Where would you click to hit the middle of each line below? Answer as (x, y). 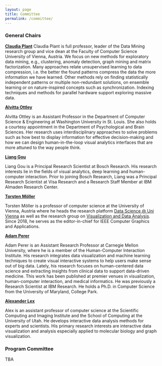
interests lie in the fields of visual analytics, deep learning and (67, 171)
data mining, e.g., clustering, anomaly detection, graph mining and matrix (78, 62)
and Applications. (23, 226)
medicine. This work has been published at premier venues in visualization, (80, 276)
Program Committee (29, 349)
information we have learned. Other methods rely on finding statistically (77, 77)
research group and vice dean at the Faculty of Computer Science (71, 51)
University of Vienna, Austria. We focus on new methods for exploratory (77, 56)
